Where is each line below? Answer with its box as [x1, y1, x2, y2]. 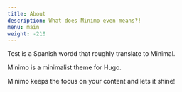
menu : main [7, 23, 40, 30]
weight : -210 [7, 30, 46, 38]
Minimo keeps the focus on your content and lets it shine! [7, 77, 176, 86]
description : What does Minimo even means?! [7, 17, 141, 24]
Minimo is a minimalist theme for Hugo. [7, 63, 122, 71]
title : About [7, 10, 46, 18]
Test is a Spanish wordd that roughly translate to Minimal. [7, 50, 176, 58]
